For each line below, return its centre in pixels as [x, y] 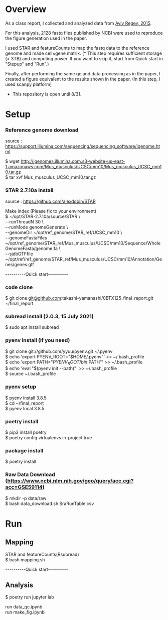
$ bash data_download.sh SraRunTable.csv [50, 504]
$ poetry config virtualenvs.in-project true [49, 438]
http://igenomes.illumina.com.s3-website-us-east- [73, 161]
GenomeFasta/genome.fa [32, 248]
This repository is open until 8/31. [47, 94]
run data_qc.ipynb [24, 607]
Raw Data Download [30, 474]
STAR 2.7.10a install [29, 190]
